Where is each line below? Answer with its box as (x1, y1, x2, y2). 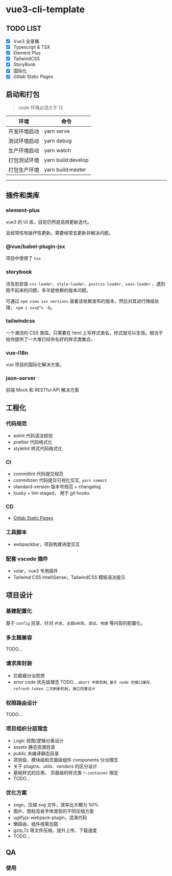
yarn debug (44, 137, 72, 145)
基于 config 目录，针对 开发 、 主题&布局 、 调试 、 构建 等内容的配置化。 (6, 620, 145, 626)
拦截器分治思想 (13, 673, 45, 679)
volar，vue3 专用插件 (13, 568, 58, 574)
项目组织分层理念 (6, 725, 48, 732)
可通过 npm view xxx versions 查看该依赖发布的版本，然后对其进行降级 (6, 298, 155, 304)
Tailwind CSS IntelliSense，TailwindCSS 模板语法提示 (13, 574, 126, 580)
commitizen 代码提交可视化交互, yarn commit (13, 477, 107, 483)
